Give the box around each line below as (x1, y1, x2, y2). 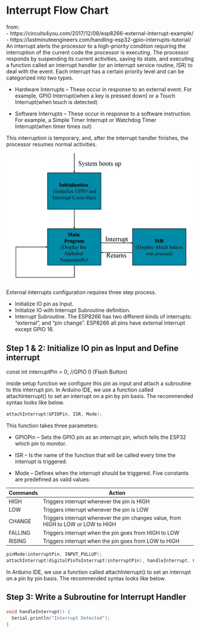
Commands (8, 489, 39, 496)
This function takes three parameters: (6, 422, 99, 429)
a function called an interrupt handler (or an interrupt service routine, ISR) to (6, 61, 193, 69)
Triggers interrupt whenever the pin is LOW (43, 506, 149, 513)
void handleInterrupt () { (6, 608, 70, 614)
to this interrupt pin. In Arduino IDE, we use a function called (6, 386, 154, 393)
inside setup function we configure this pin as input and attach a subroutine (6, 380, 192, 387)
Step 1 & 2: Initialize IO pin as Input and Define (6, 343, 179, 353)
